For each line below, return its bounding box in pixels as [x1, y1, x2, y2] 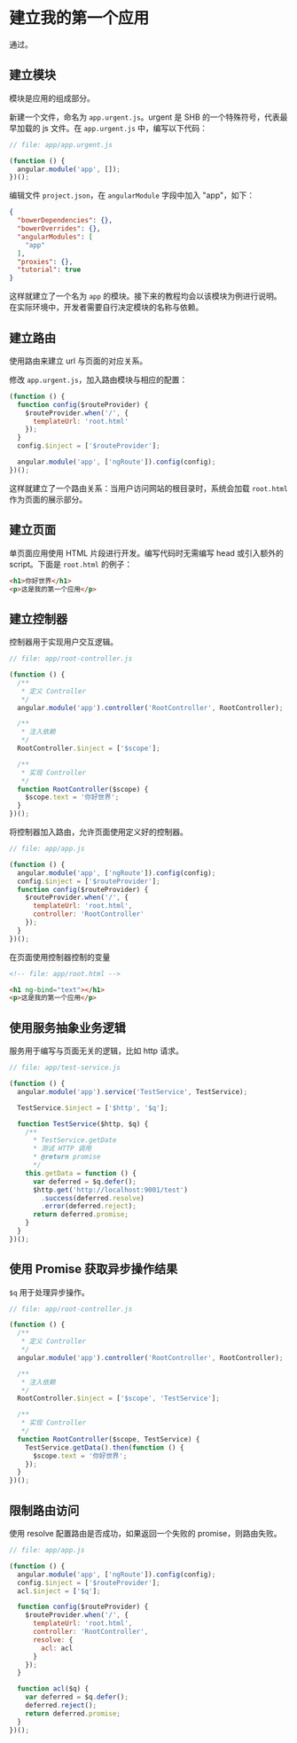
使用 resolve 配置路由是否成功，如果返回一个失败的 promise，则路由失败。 [9, 1528, 282, 1538]
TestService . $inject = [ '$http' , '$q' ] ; [17, 1103, 168, 1113]
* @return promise [32, 1153, 101, 1161]
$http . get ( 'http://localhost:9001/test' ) [32, 1185, 189, 1194]
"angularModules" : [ [17, 232, 93, 241]
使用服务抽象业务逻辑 [9, 1020, 126, 1036]
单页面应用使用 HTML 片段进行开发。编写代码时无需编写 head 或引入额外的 [9, 547, 284, 559]
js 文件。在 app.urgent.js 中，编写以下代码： [42, 122, 208, 133]
